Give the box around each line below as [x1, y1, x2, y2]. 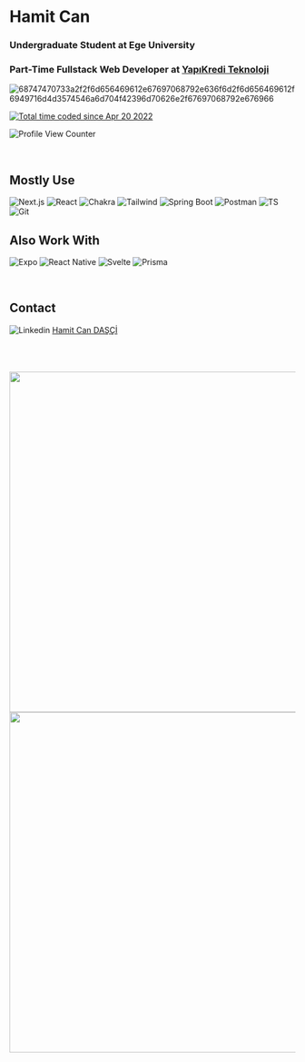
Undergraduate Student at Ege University [9, 39, 195, 52]
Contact [9, 300, 56, 316]
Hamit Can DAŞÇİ [52, 324, 118, 335]
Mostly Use [9, 172, 75, 188]
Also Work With [9, 232, 100, 248]
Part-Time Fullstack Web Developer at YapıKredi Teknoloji [9, 64, 270, 76]
